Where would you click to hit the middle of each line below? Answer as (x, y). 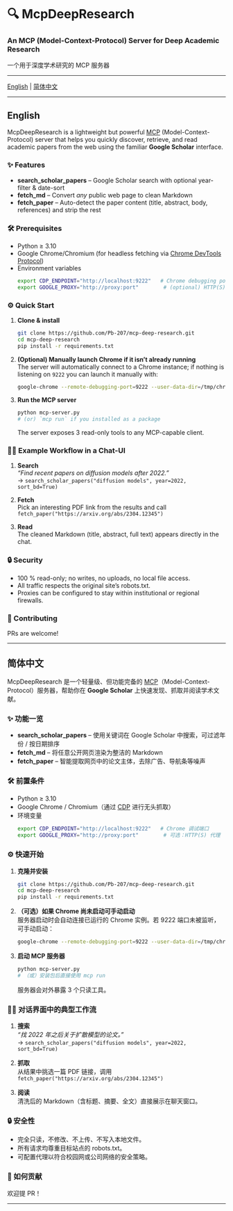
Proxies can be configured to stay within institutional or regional (108, 593)
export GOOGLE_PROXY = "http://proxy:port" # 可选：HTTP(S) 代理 (119, 835)
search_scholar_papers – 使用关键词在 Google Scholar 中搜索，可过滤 (118, 735)
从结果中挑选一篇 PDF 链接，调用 (64, 1072)
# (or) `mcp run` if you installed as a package (89, 419)
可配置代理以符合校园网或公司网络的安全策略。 (84, 1157)
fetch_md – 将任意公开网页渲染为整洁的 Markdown (90, 753)
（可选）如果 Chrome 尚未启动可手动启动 (76, 911)
